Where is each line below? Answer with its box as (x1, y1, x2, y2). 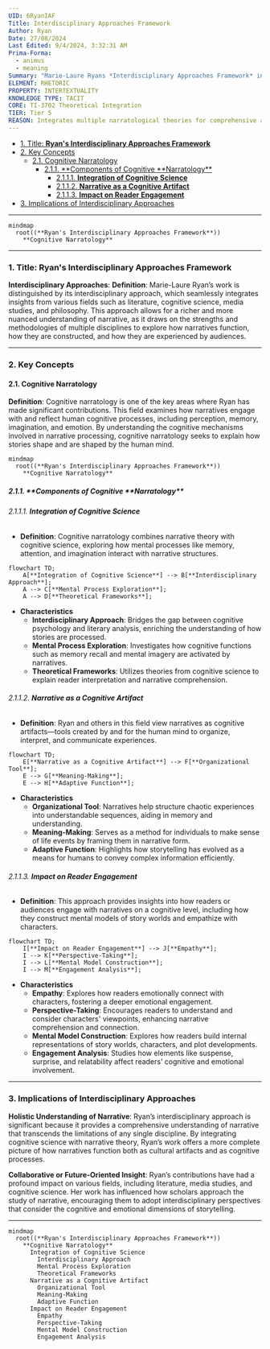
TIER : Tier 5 (8, 109, 52, 118)
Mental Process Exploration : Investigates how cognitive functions (31, 641, 252, 650)
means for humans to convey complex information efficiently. (31, 853, 235, 863)
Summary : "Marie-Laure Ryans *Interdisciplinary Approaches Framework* (8, 72, 253, 80)
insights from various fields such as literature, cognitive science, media (8, 297, 243, 307)
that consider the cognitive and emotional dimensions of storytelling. (8, 1204, 235, 1214)
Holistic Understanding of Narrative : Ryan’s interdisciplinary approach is (8, 1112, 252, 1121)
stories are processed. (31, 632, 107, 641)
